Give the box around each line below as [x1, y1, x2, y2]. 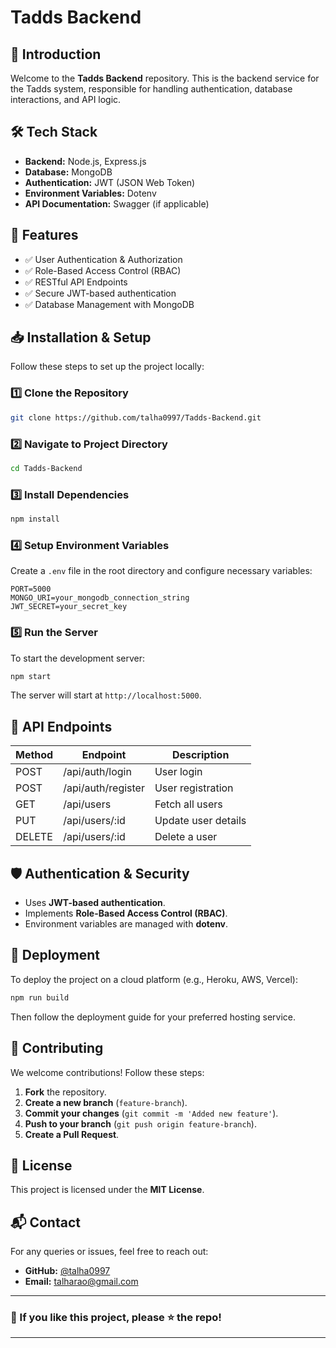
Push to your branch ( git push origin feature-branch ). [24, 1117, 257, 1130]
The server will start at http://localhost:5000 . [10, 689, 202, 701]
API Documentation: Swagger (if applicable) [24, 197, 210, 210]
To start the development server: [10, 652, 146, 664]
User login [154, 765, 203, 779]
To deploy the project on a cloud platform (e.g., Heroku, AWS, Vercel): [10, 973, 298, 985]
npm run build [10, 992, 70, 1003]
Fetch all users [154, 797, 223, 811]
